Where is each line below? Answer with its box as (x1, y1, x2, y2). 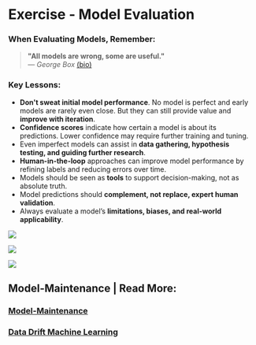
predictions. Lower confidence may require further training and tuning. (19, 131, 249, 140)
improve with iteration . (19, 114, 96, 124)
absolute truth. (19, 181, 68, 191)
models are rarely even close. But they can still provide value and (19, 106, 232, 115)
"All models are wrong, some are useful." (27, 51, 165, 61)
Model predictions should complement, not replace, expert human (19, 189, 239, 198)
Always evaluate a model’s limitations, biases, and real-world (19, 206, 222, 216)
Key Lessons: (8, 80, 61, 91)
